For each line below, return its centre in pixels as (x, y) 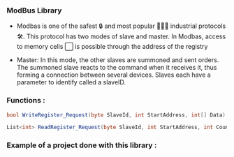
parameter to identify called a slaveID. (71, 82)
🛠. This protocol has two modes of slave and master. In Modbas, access (121, 36)
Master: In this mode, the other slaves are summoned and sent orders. (118, 60)
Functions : (26, 100)
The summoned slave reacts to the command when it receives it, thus (117, 68)
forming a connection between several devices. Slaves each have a (114, 75)
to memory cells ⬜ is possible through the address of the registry (112, 47)
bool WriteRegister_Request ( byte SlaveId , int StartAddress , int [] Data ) (116, 115)
